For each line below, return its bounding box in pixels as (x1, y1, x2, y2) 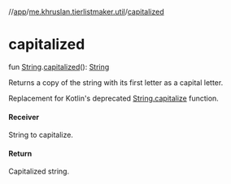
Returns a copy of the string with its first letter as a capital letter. (8, 77, 224, 88)
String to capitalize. (8, 130, 73, 140)
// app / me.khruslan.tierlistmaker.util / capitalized (8, 7, 164, 16)
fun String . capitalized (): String (8, 62, 110, 71)
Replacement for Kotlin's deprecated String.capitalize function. (8, 93, 220, 103)
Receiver (8, 112, 39, 122)
